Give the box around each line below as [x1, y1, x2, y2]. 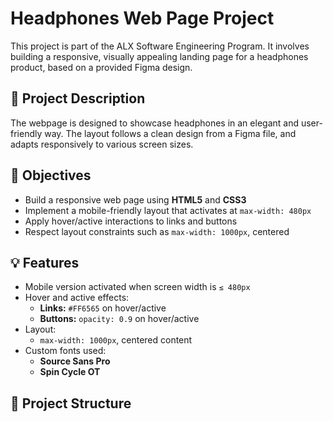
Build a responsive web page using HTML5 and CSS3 [24, 193, 247, 206]
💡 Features [10, 254, 80, 271]
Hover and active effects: [24, 292, 130, 304]
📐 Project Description [10, 90, 146, 107]
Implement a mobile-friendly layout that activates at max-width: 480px [24, 204, 312, 216]
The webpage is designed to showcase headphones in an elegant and [10, 117, 299, 129]
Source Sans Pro [39, 355, 111, 367]
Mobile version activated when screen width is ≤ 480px [24, 281, 251, 293]
